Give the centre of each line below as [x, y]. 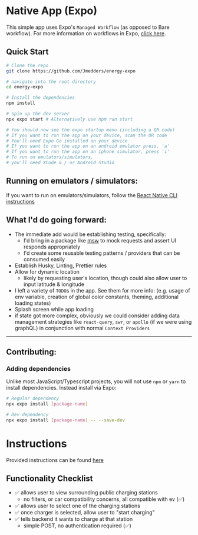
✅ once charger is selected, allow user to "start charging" [85, 513]
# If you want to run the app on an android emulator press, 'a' [88, 146]
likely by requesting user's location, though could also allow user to [105, 278]
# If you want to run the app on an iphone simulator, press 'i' [88, 152]
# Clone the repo [27, 65]
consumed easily [44, 259]
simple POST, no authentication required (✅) [77, 526]
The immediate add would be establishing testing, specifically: [90, 234]
